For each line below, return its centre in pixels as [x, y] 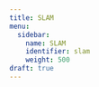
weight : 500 [48, 60]
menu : [19, 26]
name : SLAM [46, 43]
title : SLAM [31, 18]
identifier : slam [58, 52]
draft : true [31, 69]
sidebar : [34, 34]
